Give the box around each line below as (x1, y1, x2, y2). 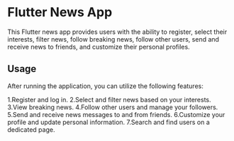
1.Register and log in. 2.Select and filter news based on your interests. (7, 95, 211, 104)
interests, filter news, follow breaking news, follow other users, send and (7, 35, 220, 43)
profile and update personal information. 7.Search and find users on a (7, 118, 211, 126)
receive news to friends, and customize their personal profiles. (7, 42, 190, 51)
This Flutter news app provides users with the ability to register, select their (7, 27, 228, 36)
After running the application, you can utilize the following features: (7, 82, 204, 90)
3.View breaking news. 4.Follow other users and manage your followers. (7, 103, 218, 111)
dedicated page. (7, 125, 55, 134)
